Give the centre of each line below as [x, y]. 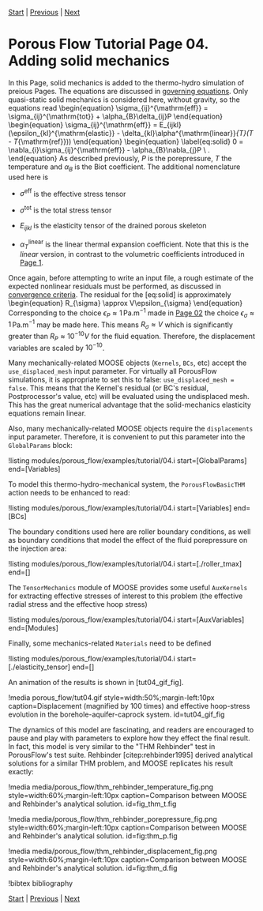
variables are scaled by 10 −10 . [56, 347]
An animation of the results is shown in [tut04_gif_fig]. [96, 683]
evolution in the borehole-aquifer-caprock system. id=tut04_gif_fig [116, 714]
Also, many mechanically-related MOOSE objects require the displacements [131, 429]
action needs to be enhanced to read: [69, 493]
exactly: [21, 772]
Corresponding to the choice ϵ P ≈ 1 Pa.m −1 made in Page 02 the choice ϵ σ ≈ [131, 313]
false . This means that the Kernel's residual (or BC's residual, [109, 388]
